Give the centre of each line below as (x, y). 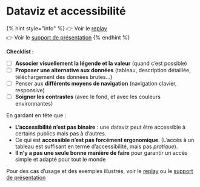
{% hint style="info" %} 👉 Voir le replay (57, 28)
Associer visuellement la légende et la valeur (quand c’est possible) (101, 63)
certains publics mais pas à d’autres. (61, 134)
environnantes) (34, 104)
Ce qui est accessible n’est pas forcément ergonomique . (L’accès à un (105, 140)
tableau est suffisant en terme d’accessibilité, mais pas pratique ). (96, 146)
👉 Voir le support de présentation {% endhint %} (68, 37)
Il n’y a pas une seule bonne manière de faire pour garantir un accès (101, 153)
